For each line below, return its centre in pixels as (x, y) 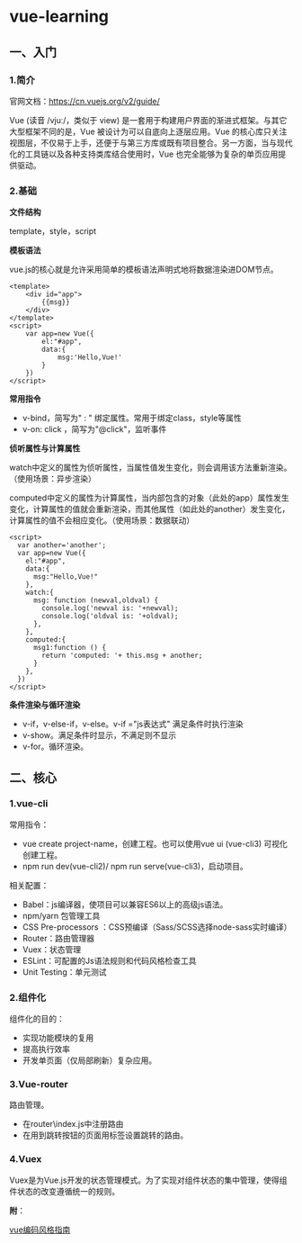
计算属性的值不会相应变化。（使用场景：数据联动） (102, 520)
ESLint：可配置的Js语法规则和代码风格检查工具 (109, 960)
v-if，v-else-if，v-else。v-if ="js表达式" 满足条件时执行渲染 (133, 724)
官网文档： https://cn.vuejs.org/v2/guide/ (84, 101)
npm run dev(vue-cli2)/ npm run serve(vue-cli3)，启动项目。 (135, 866)
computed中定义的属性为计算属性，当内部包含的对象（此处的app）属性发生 (149, 498)
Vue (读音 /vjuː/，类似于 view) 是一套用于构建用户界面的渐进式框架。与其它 (148, 120)
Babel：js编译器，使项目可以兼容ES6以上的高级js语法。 (125, 904)
